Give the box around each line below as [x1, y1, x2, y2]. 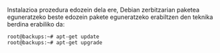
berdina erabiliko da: [7, 20, 65, 28]
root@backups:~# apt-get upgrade [7, 39, 103, 46]
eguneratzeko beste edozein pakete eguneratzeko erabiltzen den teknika [7, 13, 214, 21]
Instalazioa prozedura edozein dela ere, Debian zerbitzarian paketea [7, 6, 200, 14]
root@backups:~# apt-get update [7, 33, 99, 40]
